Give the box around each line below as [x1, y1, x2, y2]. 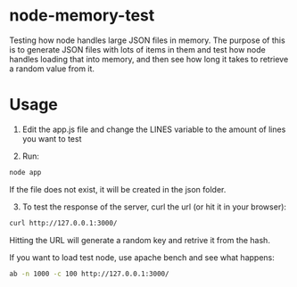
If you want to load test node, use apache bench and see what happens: [9, 251, 275, 263]
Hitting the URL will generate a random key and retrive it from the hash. [9, 234, 270, 245]
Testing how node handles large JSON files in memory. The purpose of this [9, 35, 285, 45]
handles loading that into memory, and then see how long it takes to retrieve [9, 53, 289, 64]
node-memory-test [9, 5, 155, 26]
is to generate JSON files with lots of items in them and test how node [9, 44, 266, 54]
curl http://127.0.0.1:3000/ [9, 218, 118, 227]
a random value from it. [9, 63, 95, 74]
